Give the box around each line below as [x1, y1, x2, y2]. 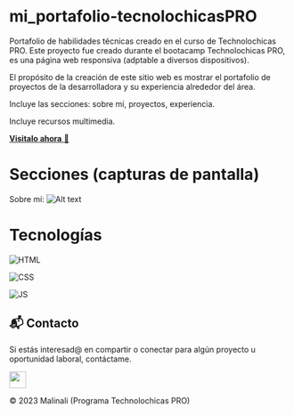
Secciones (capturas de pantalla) [9, 165, 260, 184]
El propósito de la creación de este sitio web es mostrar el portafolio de [9, 71, 271, 82]
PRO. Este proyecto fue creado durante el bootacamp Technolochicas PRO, [9, 45, 286, 55]
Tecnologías [9, 225, 102, 246]
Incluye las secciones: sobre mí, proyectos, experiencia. [9, 98, 216, 109]
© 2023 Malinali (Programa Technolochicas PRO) [9, 395, 191, 406]
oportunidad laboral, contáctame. [9, 354, 132, 364]
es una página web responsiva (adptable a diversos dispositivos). [9, 54, 249, 65]
